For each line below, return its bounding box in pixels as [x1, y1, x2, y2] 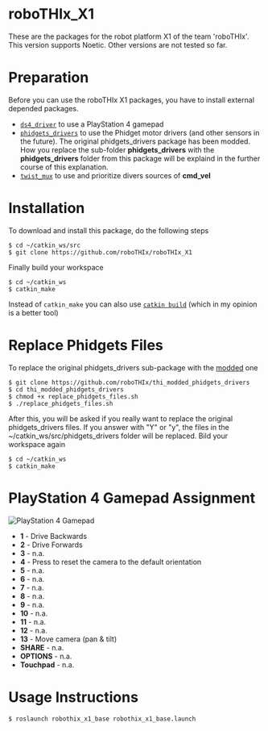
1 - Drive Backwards [19, 531, 87, 541]
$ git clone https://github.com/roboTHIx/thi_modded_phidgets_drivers [8, 378, 250, 386]
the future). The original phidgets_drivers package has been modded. [19, 136, 251, 146]
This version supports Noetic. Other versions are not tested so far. [8, 40, 228, 49]
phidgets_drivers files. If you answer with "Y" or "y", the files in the [8, 422, 229, 432]
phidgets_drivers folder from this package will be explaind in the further [19, 153, 261, 163]
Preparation [8, 69, 89, 87]
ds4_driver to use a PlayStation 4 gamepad [19, 119, 164, 129]
